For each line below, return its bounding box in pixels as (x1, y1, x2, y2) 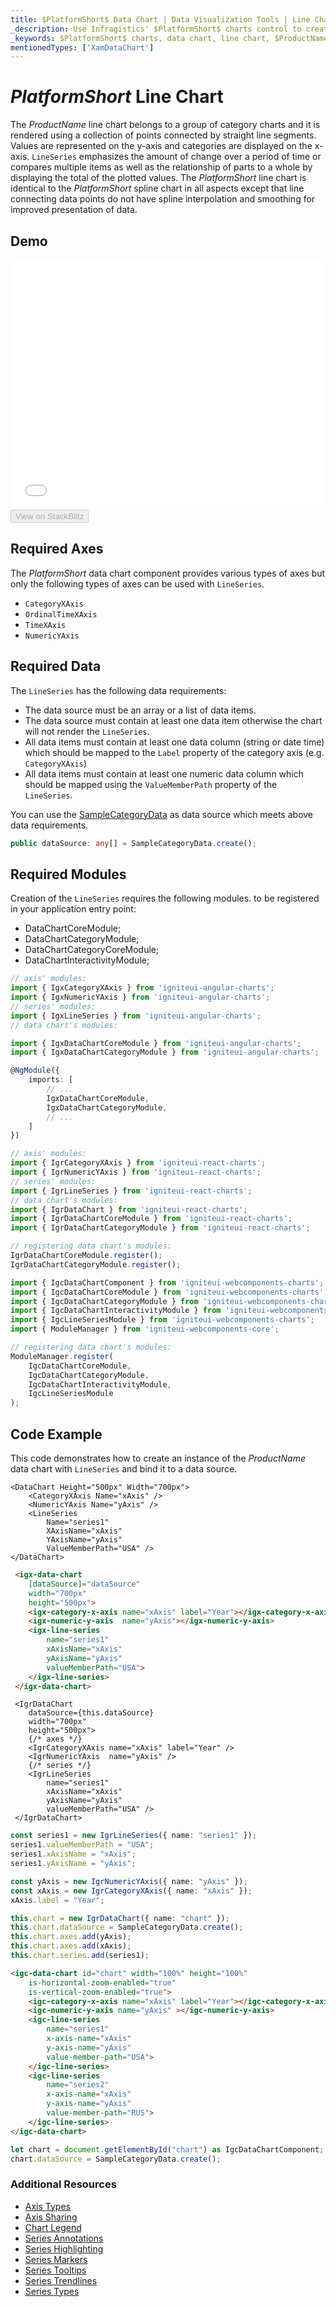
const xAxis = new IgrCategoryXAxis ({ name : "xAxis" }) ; (10, 1886, 253, 1896)
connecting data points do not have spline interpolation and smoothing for (10, 193, 316, 205)
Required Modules (10, 866, 127, 883)
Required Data (10, 658, 102, 675)
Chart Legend (24, 2221, 82, 2233)
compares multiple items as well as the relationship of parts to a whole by (10, 161, 313, 173)
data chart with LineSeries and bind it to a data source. (10, 1463, 238, 1475)
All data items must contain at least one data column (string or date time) (24, 736, 325, 748)
